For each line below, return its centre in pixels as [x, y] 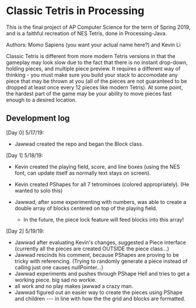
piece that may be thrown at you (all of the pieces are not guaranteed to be [97, 81]
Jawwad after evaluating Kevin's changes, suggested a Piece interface [100, 242]
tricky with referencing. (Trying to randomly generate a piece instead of [101, 261]
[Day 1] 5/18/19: [25, 155]
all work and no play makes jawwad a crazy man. [74, 286]
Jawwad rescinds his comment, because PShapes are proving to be [97, 255]
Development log [38, 118]
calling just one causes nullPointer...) [59, 267]
